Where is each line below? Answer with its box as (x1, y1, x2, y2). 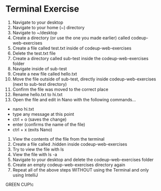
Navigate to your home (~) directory (12, 24, 85, 30)
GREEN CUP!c (5, 181, 34, 187)
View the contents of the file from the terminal (12, 136, 105, 142)
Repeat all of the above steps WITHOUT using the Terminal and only (12, 167, 149, 173)
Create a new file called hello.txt (12, 71, 77, 77)
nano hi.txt (12, 106, 34, 112)
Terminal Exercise (5, 3, 80, 15)
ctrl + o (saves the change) (12, 116, 67, 122)
